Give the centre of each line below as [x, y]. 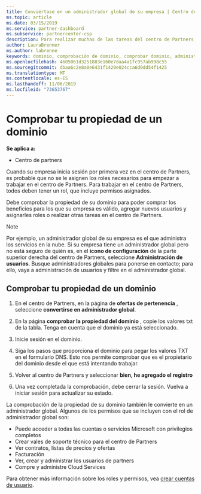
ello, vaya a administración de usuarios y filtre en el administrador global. [96, 270]
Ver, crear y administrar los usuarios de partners [74, 461]
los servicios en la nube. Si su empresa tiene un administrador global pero [98, 244]
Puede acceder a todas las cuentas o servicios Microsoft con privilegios [104, 429]
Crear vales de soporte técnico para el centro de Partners [86, 441]
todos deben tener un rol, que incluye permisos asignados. [79, 190]
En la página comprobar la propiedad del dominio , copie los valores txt [104, 321]
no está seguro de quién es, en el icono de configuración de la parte [91, 251]
